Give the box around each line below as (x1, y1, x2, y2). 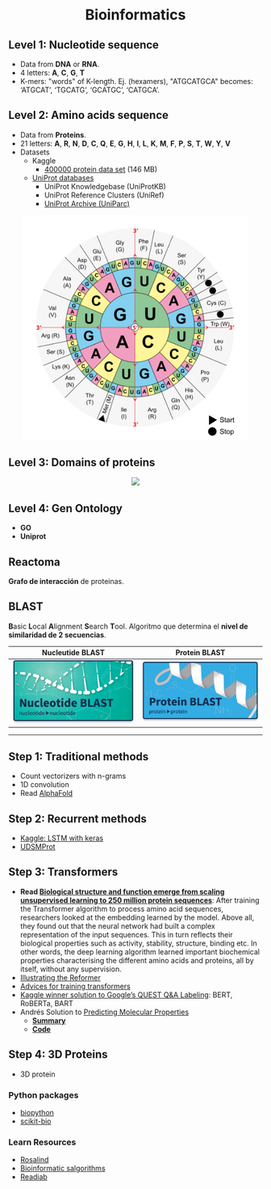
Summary (31, 1015, 66, 1025)
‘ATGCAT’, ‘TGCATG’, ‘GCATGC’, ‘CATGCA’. (19, 85, 160, 95)
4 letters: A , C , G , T (19, 68, 85, 78)
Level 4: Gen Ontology (8, 501, 123, 515)
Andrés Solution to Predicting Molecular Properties (19, 1007, 190, 1017)
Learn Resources (8, 1136, 77, 1148)
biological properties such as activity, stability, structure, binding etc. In (19, 938, 258, 948)
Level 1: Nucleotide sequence (8, 38, 160, 52)
